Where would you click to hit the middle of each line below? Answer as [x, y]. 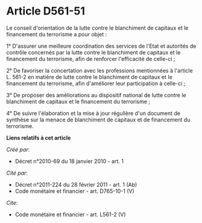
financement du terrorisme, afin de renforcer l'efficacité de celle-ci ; [91, 59]
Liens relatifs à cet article [39, 138]
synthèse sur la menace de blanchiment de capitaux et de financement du [98, 120]
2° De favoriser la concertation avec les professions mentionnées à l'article [99, 70]
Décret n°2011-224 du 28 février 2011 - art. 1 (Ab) [76, 184]
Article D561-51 [46, 11]
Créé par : [18, 149]
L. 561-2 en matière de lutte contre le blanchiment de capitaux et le [90, 77]
